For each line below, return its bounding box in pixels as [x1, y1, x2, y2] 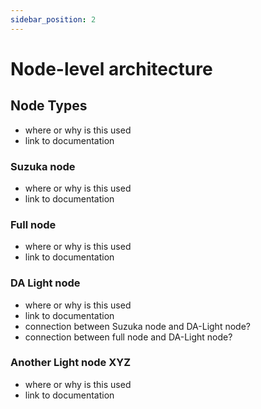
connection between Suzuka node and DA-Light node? [24, 320, 251, 332]
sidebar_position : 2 [10, 14, 97, 25]
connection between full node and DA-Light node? [24, 331, 233, 343]
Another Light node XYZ [10, 356, 132, 370]
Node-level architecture [10, 57, 213, 80]
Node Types [10, 97, 88, 115]
